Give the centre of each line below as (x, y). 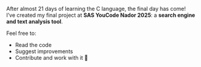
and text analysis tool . (35, 21)
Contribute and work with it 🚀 (51, 58)
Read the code (33, 45)
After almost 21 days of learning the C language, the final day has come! (96, 9)
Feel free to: (21, 33)
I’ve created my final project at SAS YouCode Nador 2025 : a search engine (101, 15)
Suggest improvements (44, 51)
